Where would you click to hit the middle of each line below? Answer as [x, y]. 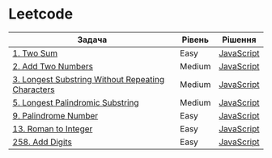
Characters [34, 89]
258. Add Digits [42, 142]
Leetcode [41, 14]
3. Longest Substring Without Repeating [88, 79]
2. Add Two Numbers [53, 66]
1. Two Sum [35, 53]
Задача [92, 39]
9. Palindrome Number [55, 115]
